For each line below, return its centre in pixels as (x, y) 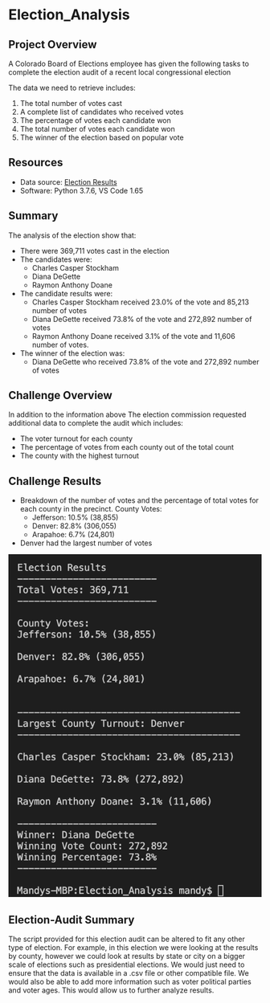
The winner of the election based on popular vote (102, 137)
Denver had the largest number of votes (86, 543)
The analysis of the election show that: (72, 235)
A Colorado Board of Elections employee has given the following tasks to (129, 63)
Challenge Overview (60, 395)
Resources (36, 163)
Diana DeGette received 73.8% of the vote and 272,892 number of (142, 319)
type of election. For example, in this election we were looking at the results (133, 948)
